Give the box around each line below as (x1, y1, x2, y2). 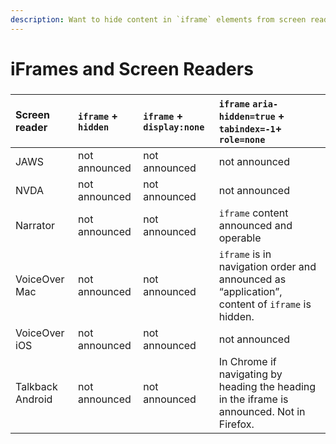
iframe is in (218, 247, 272, 261)
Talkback (15, 379, 58, 393)
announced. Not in (218, 404, 306, 418)
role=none (218, 134, 266, 145)
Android (15, 392, 53, 406)
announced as (218, 272, 287, 286)
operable (218, 231, 262, 245)
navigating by (218, 367, 283, 381)
